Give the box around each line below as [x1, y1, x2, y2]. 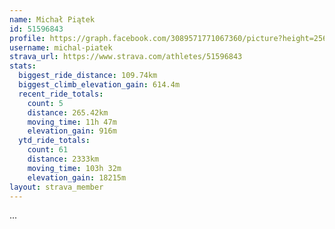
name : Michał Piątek [9, 14, 96, 25]
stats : [9, 61, 37, 71]
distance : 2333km [27, 154, 100, 164]
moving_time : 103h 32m [27, 163, 122, 173]
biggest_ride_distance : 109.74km [18, 71, 158, 81]
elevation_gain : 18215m [27, 172, 127, 183]
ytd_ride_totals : [18, 136, 91, 146]
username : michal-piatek [9, 42, 113, 53]
